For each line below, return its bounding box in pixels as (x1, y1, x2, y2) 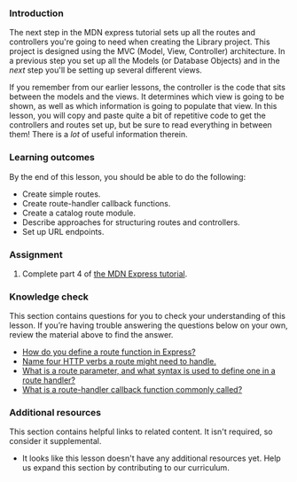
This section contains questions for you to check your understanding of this (9, 311, 286, 322)
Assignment (9, 248, 64, 260)
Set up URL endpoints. (21, 226, 105, 237)
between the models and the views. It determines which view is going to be (9, 91, 285, 102)
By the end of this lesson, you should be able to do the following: (9, 171, 246, 182)
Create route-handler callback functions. (21, 198, 171, 208)
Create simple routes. (21, 189, 101, 199)
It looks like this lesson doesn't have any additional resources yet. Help (21, 453, 281, 463)
